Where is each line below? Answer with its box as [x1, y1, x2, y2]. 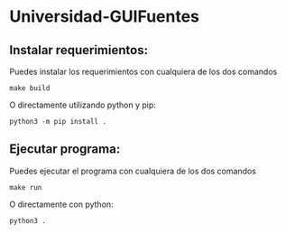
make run [9, 183, 42, 192]
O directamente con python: [9, 199, 115, 210]
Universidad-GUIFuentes [9, 6, 200, 27]
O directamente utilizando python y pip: [9, 99, 156, 110]
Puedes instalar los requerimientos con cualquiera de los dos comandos [9, 66, 278, 77]
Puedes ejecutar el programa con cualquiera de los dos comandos [9, 165, 257, 176]
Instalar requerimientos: [9, 42, 149, 58]
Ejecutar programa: [9, 142, 121, 157]
